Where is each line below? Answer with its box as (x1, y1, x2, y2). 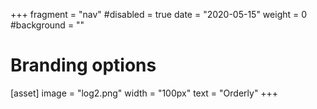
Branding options (10, 54, 157, 77)
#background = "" (10, 19, 85, 31)
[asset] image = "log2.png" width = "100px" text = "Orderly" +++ (10, 87, 279, 99)
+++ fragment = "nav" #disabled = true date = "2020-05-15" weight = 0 (10, 9, 308, 20)
